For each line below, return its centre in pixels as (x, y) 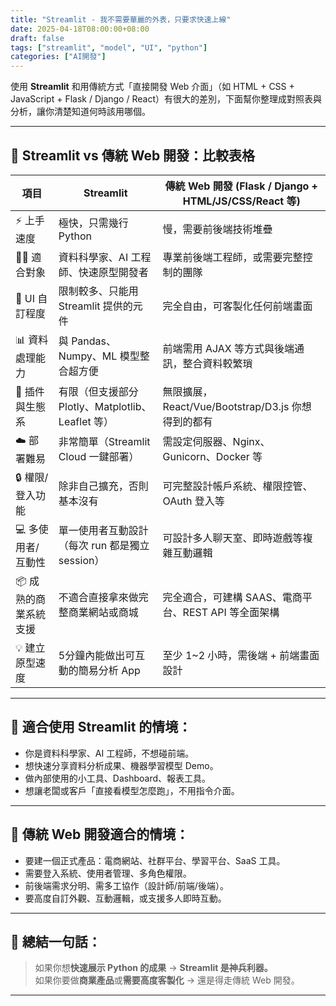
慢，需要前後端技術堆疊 (217, 229)
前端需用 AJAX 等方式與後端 (228, 349)
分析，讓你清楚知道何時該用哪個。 (80, 112)
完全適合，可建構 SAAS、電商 (232, 598)
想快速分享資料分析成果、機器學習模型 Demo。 (121, 765)
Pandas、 (94, 341)
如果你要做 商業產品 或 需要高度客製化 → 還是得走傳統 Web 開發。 (167, 980)
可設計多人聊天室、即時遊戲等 (232, 538)
